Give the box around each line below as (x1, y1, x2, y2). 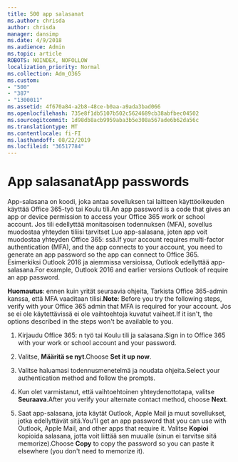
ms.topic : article (7, 51, 62, 58)
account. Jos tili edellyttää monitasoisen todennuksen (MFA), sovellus (7, 220, 212, 229)
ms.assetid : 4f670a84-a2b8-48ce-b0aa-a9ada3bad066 (7, 103, 161, 111)
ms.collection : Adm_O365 (7, 70, 81, 77)
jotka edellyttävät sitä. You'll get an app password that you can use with (17, 416, 227, 425)
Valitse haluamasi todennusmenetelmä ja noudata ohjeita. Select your (17, 366, 220, 375)
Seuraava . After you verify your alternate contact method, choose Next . (17, 395, 228, 404)
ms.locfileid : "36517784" (7, 143, 84, 150)
